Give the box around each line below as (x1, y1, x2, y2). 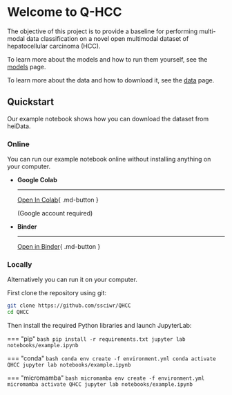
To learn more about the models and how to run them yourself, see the (7, 55, 208, 63)
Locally (7, 259, 32, 269)
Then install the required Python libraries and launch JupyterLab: (7, 322, 192, 330)
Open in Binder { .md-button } (17, 243, 101, 251)
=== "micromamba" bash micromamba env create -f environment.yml (7, 374, 205, 382)
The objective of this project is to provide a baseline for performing (7, 27, 198, 35)
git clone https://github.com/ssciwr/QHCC (7, 302, 131, 309)
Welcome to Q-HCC (7, 4, 122, 20)
